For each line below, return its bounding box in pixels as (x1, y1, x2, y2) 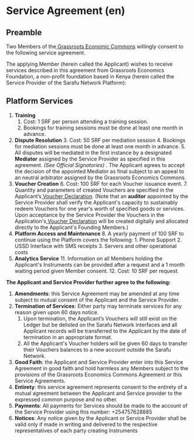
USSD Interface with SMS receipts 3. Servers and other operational (14, 242, 177, 250)
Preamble (6, 28, 42, 37)
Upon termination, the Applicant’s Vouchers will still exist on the (23, 315, 177, 322)
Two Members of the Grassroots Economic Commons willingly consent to (6, 43, 183, 50)
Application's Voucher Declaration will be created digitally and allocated (14, 217, 189, 224)
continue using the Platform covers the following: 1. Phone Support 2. (14, 236, 182, 243)
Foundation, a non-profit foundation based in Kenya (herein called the (6, 73, 175, 80)
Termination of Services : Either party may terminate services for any (14, 302, 182, 309)
